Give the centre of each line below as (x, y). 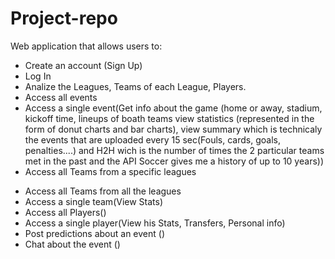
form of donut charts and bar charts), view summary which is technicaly (173, 129)
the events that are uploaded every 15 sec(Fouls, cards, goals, (152, 139)
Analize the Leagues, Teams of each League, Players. (135, 86)
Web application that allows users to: (86, 46)
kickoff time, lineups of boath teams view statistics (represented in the (169, 118)
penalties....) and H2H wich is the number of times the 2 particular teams (174, 150)
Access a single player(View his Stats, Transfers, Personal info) (155, 223)
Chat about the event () (72, 244)
